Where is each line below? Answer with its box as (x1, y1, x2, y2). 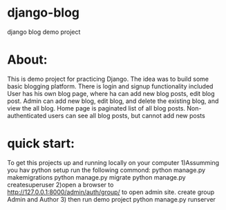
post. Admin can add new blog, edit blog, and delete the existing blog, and (7, 97, 219, 105)
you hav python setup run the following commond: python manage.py (7, 166, 206, 174)
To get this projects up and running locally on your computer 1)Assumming (7, 158, 220, 166)
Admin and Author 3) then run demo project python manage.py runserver (7, 195, 216, 203)
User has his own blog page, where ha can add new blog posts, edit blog (7, 89, 216, 97)
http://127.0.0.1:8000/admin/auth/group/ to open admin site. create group (7, 188, 215, 196)
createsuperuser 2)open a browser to (7, 180, 114, 189)
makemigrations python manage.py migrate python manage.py (7, 173, 186, 181)
